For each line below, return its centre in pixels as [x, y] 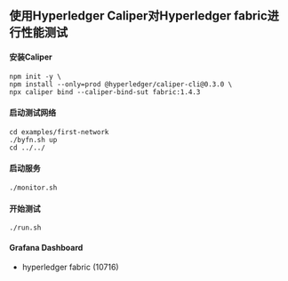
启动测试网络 [32, 113]
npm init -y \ [36, 76]
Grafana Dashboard [46, 247]
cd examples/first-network [59, 132]
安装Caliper [31, 57]
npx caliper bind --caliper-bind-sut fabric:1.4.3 [105, 92]
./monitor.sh [33, 188]
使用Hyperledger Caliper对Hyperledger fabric [139, 16]
